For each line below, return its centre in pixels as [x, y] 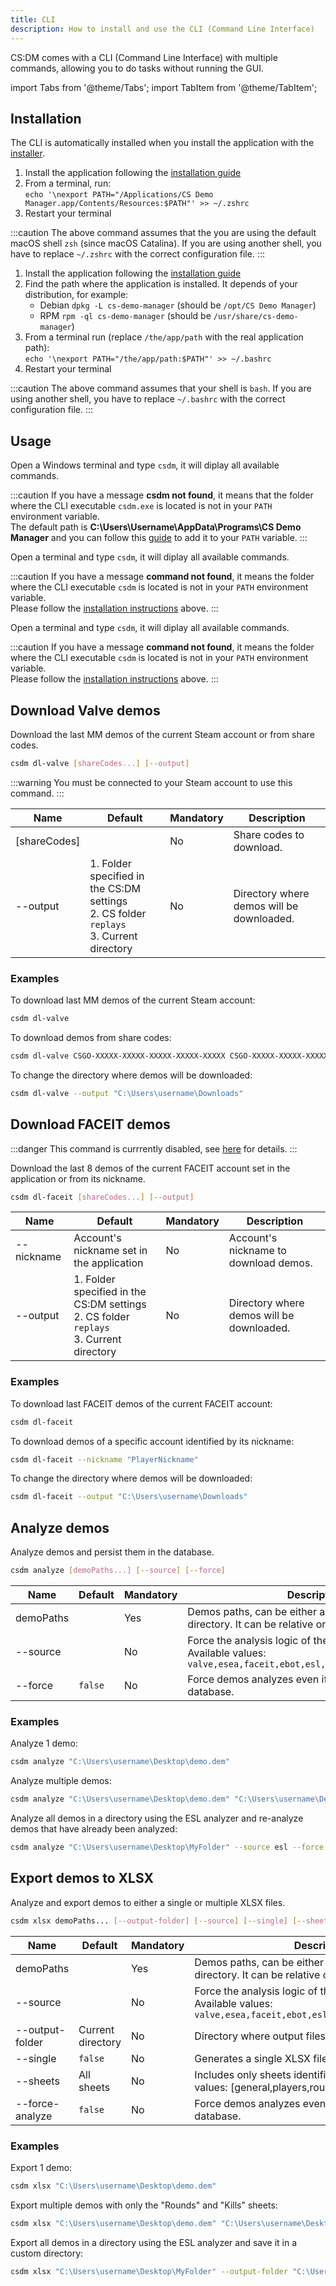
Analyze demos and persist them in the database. [112, 1552]
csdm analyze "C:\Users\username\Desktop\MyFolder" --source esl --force [167, 1847]
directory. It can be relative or [257, 1624]
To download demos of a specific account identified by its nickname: [152, 1441]
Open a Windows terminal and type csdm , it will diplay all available [145, 465]
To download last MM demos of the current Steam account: [133, 1000]
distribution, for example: [76, 295]
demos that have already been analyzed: [94, 1829]
